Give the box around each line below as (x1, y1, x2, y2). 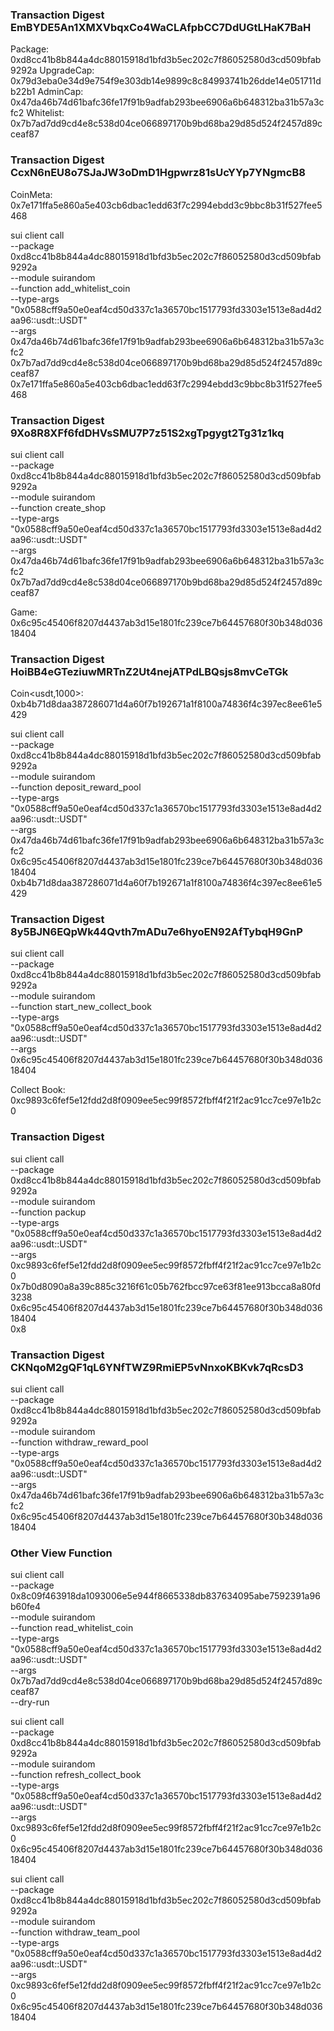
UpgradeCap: (39, 64, 95, 77)
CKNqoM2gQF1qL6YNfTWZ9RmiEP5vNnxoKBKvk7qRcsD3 (10, 1360, 304, 1374)
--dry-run (10, 1696, 50, 1708)
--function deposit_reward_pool (10, 781, 142, 793)
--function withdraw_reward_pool (10, 1436, 149, 1448)
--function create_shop (10, 501, 107, 513)
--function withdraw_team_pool (10, 1926, 140, 1938)
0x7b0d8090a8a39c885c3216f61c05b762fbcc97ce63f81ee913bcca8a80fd (10, 1280, 322, 1292)
